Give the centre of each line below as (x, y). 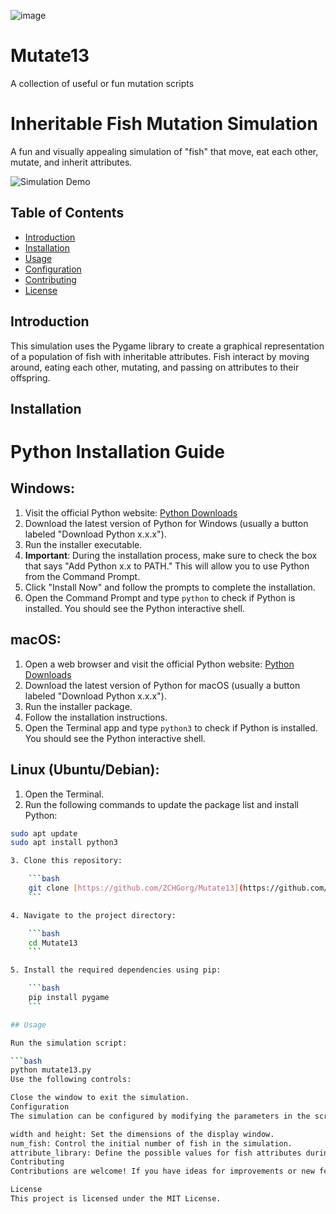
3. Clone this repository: (66, 861)
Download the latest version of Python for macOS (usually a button (162, 685)
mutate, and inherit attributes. (71, 162)
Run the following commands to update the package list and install (161, 804)
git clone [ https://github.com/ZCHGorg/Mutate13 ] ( (136, 888)
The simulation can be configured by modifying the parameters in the (160, 1116)
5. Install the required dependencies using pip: (116, 970)
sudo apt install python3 (64, 843)
